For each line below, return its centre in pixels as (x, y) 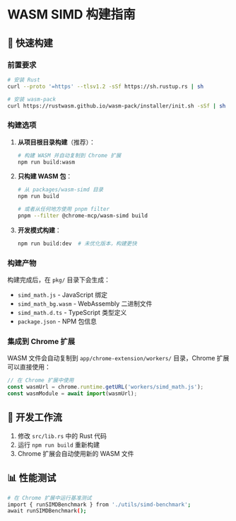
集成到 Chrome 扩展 (41, 342)
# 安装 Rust (24, 80)
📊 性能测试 (32, 478)
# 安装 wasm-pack (32, 99)
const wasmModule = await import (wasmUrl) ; (72, 394)
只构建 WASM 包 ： (45, 176)
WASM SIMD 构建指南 (71, 15)
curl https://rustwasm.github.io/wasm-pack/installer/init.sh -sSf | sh (117, 106)
